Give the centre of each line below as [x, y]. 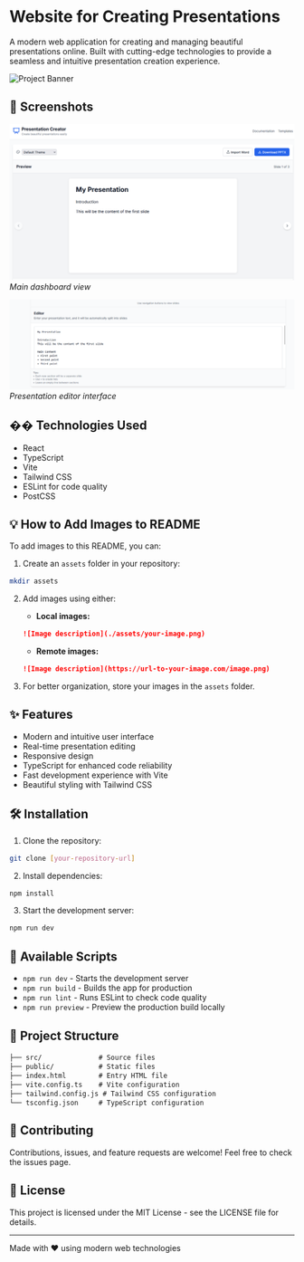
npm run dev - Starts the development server [105, 979]
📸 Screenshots [52, 107]
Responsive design [58, 755]
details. [23, 1222]
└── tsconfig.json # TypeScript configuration [107, 1103]
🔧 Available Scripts [63, 956]
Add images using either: [69, 598]
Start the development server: [78, 911]
